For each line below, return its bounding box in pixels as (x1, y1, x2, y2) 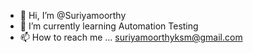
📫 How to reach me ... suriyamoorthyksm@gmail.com (19, 31, 243, 43)
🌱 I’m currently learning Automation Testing (19, 20, 199, 32)
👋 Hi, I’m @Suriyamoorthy (19, 10, 127, 21)
